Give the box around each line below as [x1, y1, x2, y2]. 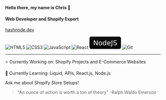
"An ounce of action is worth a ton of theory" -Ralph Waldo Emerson [17, 89, 157, 96]
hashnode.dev [5, 27, 35, 33]
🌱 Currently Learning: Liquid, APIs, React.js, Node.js [5, 70, 111, 76]
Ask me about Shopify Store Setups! [5, 80, 79, 86]
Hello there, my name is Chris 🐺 [5, 5, 71, 10]
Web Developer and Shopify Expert [5, 16, 79, 22]
